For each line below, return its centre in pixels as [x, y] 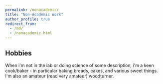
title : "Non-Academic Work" [34, 14]
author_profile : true [28, 19]
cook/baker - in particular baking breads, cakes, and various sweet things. [81, 70]
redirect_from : [21, 24]
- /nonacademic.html [31, 33]
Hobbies [19, 53]
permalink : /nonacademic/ [32, 10]
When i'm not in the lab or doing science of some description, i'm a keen [80, 65]
